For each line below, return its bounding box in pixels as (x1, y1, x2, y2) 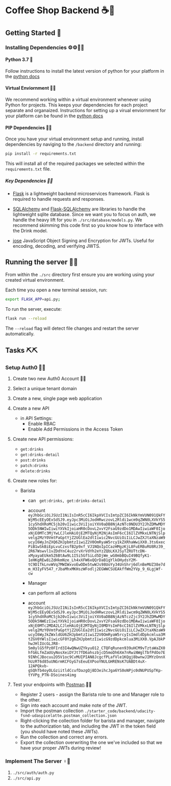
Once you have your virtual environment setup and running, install (5, 136, 144, 142)
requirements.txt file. (5, 165, 51, 172)
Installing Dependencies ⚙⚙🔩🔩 (5, 44, 84, 51)
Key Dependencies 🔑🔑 (5, 178, 54, 184)
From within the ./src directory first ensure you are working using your (5, 271, 155, 278)
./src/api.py (12, 776, 41, 781)
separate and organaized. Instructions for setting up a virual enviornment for (5, 107, 166, 113)
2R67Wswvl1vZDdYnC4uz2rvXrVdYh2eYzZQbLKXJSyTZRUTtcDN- (28, 549, 147, 554)
